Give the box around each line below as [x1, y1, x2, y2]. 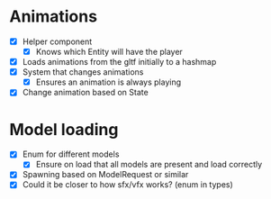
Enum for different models [22, 149, 120, 159]
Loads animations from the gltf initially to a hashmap [22, 57, 217, 68]
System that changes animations [22, 67, 144, 77]
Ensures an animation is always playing [35, 77, 182, 87]
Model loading [9, 119, 119, 140]
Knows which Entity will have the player [35, 47, 183, 57]
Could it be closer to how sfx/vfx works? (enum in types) [22, 179, 234, 190]
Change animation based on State [22, 87, 149, 98]
